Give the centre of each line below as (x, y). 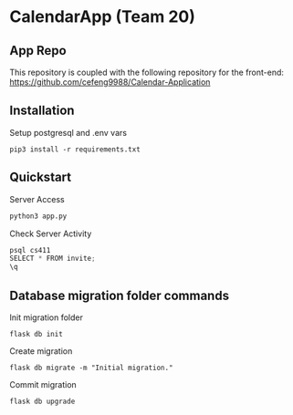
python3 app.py (38, 216)
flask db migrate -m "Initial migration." (91, 368)
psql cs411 (30, 250)
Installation (42, 111)
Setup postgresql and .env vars (68, 132)
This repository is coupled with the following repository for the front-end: (147, 72)
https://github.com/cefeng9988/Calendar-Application (110, 82)
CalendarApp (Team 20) (103, 17)
